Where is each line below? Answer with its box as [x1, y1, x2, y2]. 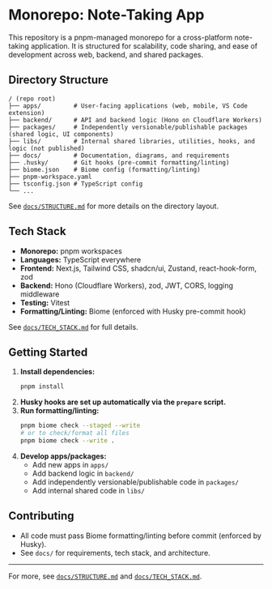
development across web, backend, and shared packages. [8, 49, 204, 59]
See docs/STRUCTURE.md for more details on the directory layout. [8, 201, 219, 211]
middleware [19, 289, 60, 299]
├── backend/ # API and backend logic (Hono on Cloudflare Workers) [8, 116, 263, 124]
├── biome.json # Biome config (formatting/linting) [8, 165, 201, 173]
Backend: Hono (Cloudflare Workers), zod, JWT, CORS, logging [19, 280, 233, 290]
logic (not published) [8, 144, 85, 152]
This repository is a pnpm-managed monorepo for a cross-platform [8, 32, 233, 42]
